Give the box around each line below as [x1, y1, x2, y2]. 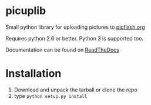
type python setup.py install [14, 92, 88, 99]
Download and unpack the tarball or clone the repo [14, 86, 137, 93]
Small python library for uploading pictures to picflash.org [5, 23, 145, 31]
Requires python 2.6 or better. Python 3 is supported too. [5, 35, 144, 42]
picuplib [5, 4, 46, 18]
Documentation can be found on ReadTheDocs [5, 46, 120, 53]
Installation [5, 67, 62, 80]
